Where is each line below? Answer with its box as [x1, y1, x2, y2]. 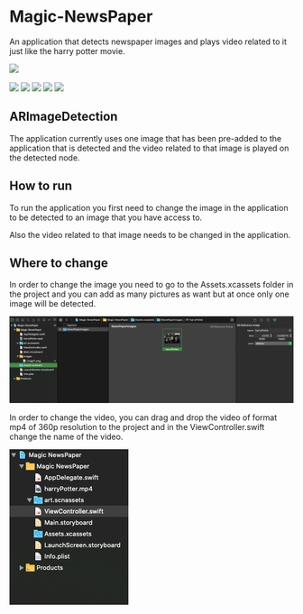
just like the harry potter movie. [9, 45, 125, 56]
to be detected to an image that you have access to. [9, 212, 203, 223]
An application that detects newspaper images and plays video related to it [9, 36, 287, 47]
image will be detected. [9, 298, 96, 309]
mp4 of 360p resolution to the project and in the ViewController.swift [9, 422, 265, 433]
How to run [9, 179, 73, 194]
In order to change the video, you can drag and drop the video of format [9, 412, 278, 423]
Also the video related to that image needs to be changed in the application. [9, 229, 291, 240]
